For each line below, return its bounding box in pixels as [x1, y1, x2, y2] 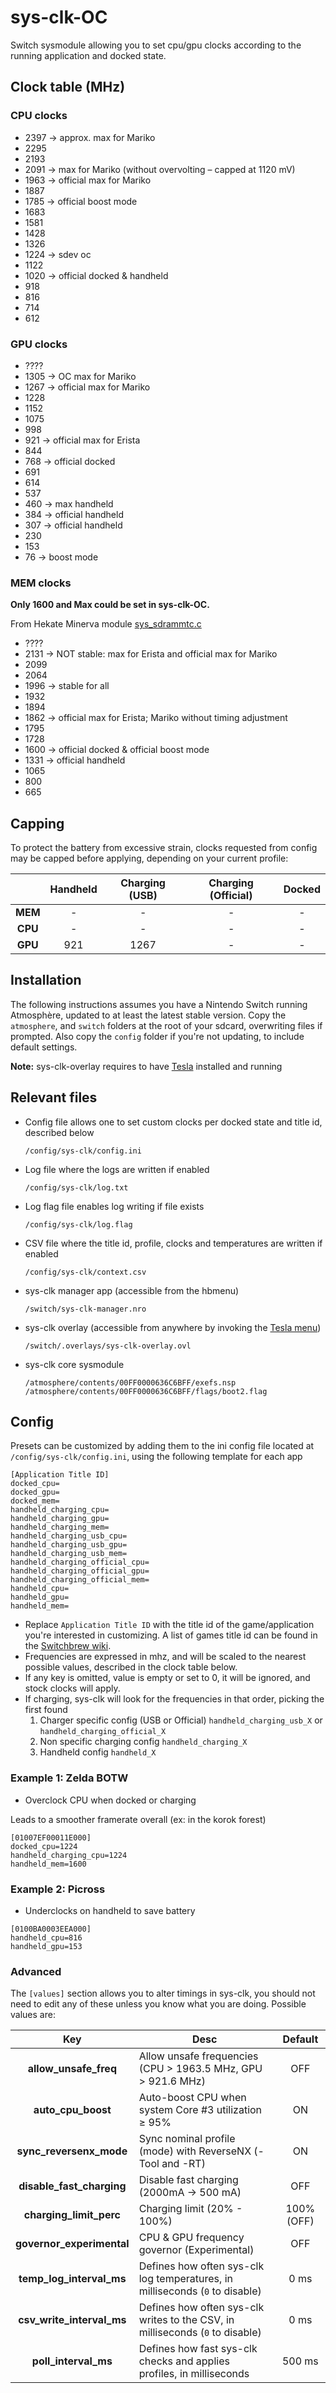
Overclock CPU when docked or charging [24, 1794, 197, 1806]
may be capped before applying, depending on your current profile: [10, 852, 289, 865]
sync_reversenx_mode [16, 2144, 128, 2158]
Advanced [10, 1964, 62, 1978]
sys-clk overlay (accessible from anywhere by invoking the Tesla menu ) [24, 1321, 322, 1333]
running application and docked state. [10, 49, 167, 61]
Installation [10, 972, 82, 989]
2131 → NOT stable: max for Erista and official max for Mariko [24, 648, 278, 660]
